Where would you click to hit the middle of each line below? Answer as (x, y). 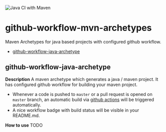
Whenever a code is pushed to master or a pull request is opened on (83, 94)
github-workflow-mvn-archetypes (79, 28)
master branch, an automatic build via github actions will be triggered (83, 99)
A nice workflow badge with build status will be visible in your (76, 110)
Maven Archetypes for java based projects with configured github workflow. (83, 41)
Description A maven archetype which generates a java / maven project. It (82, 79)
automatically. (27, 104)
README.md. (26, 115)
